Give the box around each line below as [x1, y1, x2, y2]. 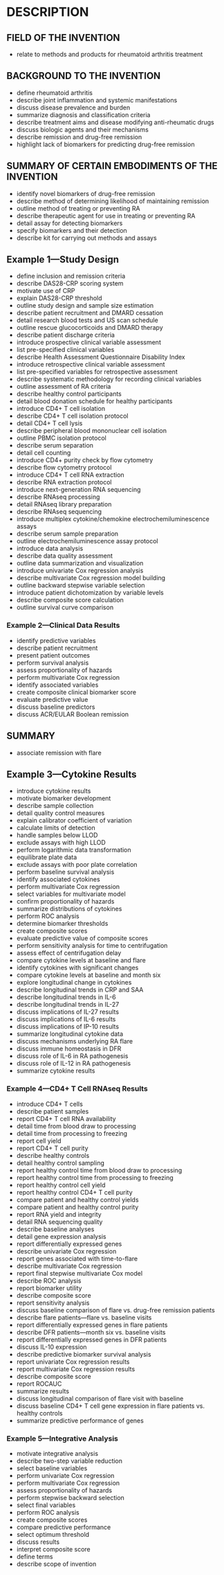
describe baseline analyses [16, 1224, 95, 1233]
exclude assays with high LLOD [16, 838, 106, 847]
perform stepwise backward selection [16, 1493, 125, 1502]
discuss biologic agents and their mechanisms [16, 125, 149, 134]
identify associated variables [16, 680, 99, 689]
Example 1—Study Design [6, 254, 119, 265]
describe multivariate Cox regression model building [16, 574, 166, 582]
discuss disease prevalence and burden [16, 103, 131, 112]
